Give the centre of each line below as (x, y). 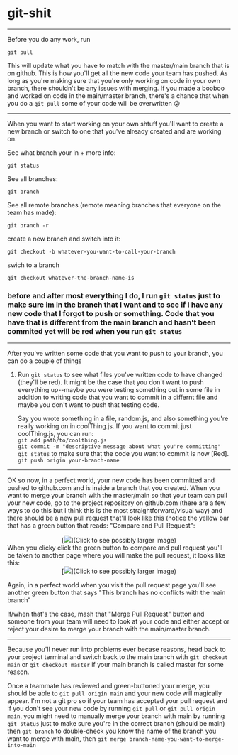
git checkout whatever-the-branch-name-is (71, 278)
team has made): (32, 212)
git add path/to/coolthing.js (62, 441)
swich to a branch (34, 265)
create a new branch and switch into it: (64, 239)
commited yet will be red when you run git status (95, 331)
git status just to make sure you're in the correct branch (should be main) (116, 724)
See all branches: (33, 178)
